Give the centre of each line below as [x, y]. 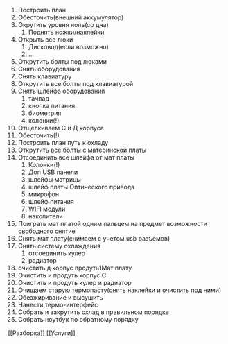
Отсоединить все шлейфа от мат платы [76, 157]
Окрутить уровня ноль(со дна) [63, 25]
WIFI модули [47, 209]
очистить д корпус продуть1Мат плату [75, 268]
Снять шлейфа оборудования [61, 91]
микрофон [44, 194]
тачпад [38, 98]
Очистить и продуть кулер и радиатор [74, 283]
